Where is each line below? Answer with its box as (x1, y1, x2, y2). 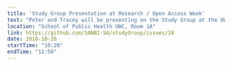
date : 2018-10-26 (7, 36, 57, 43)
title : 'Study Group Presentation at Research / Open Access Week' (7, 10, 206, 17)
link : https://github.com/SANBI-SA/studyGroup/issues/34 (7, 29, 175, 36)
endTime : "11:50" (7, 49, 57, 56)
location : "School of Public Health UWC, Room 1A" (7, 23, 156, 30)
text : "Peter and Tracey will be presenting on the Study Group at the (7, 16, 217, 23)
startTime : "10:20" (7, 42, 64, 49)
